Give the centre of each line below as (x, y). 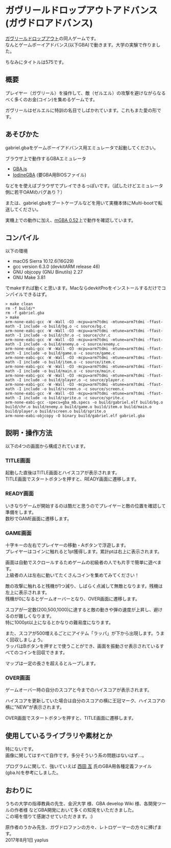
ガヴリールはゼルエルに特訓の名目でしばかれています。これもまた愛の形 (81, 110)
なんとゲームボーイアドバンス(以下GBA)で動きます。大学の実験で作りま (81, 44)
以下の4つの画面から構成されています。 (47, 446)
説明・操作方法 (29, 433)
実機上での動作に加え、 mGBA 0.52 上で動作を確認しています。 (71, 220)
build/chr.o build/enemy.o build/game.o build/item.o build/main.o (79, 407)
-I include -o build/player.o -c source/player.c (70, 380)
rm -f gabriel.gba (25, 313)
